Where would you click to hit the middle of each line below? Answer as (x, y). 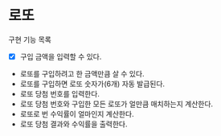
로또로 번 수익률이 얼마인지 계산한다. (77, 114)
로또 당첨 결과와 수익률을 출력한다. (74, 124)
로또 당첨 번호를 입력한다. (60, 94)
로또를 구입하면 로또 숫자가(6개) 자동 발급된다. (92, 84)
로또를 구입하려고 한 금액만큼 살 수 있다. (82, 74)
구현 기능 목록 (30, 39)
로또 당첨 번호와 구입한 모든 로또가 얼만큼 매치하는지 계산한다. (117, 104)
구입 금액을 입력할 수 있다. (61, 56)
